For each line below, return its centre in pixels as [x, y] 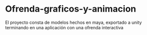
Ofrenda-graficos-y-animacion [71, 9]
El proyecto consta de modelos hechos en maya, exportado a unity [73, 22]
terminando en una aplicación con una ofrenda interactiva [64, 27]
